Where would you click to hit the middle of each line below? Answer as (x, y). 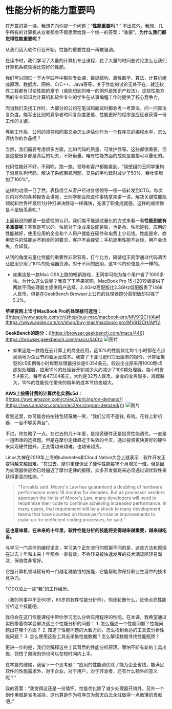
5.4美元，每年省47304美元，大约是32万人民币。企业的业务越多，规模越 (89, 376)
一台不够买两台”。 (33, 423)
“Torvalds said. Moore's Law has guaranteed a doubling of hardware (90, 487)
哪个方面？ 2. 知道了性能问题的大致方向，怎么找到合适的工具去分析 (89, 630)
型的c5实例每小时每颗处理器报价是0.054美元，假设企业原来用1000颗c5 (88, 363)
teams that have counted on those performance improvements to (87, 514)
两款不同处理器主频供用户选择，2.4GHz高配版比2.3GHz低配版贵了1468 (88, 287)
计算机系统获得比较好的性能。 (37, 67)
